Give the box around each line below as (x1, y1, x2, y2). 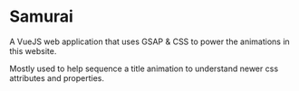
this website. (9, 45, 57, 56)
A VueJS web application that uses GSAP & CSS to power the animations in (9, 36, 290, 47)
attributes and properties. (9, 72, 105, 83)
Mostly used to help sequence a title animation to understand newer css (9, 63, 279, 74)
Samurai (9, 6, 74, 27)
